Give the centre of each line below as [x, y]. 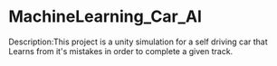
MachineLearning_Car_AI [105, 17]
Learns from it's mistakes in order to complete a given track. [121, 51]
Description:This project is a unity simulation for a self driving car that [138, 42]
